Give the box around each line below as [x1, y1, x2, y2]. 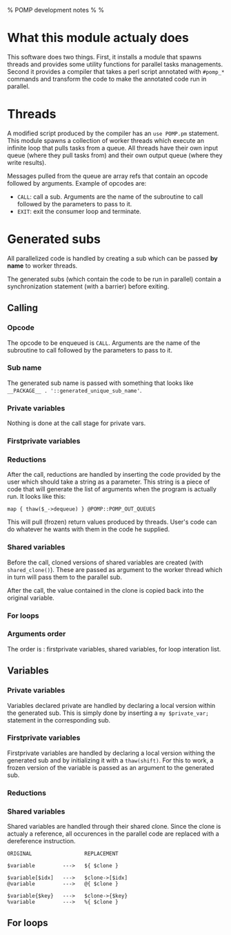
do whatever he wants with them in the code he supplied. [7, 525, 170, 533]
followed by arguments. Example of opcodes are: [7, 179, 147, 187]
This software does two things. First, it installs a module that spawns [7, 52, 202, 61]
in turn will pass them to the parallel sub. [7, 573, 123, 581]
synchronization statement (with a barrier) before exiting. [7, 282, 170, 291]
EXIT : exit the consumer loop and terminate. [17, 207, 141, 215]
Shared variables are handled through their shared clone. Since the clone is [7, 823, 221, 831]
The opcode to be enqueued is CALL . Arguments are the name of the [7, 338, 201, 347]
